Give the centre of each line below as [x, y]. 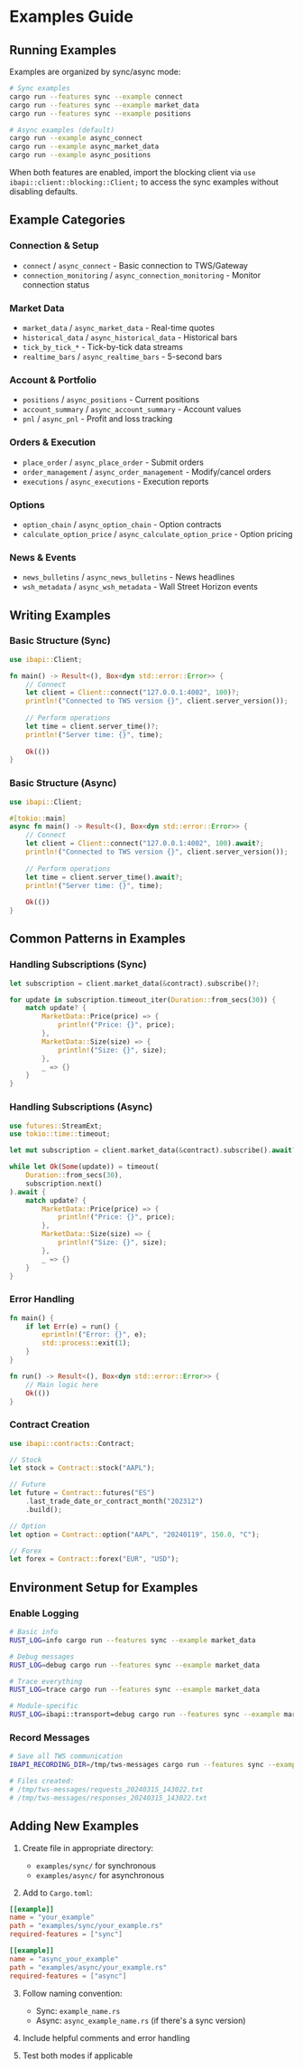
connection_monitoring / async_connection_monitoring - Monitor [142, 275]
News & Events [43, 557]
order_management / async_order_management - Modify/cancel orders [147, 471]
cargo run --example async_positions [80, 156]
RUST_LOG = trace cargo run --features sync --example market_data [134, 1690]
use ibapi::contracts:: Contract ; [72, 1443]
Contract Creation [50, 1424]
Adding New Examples [74, 1826]
